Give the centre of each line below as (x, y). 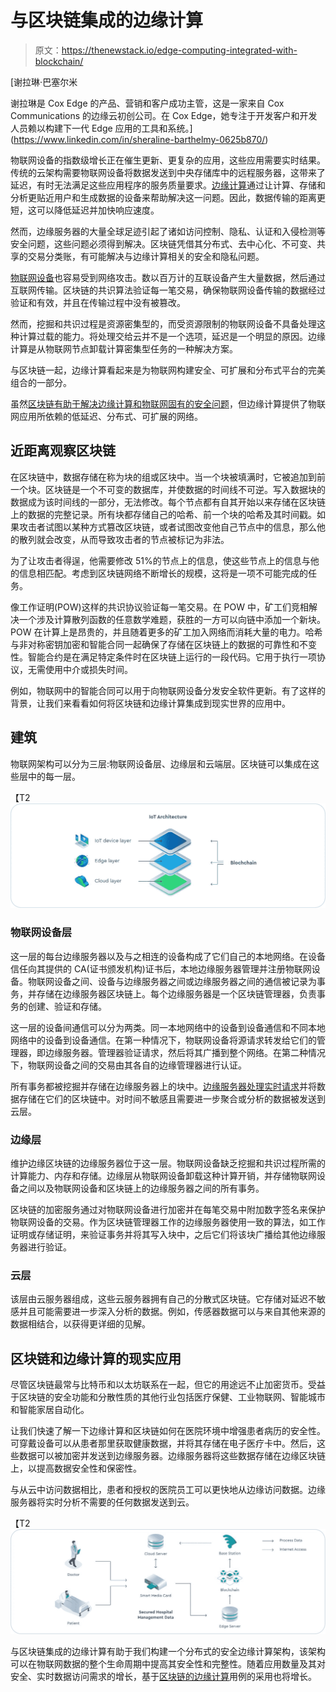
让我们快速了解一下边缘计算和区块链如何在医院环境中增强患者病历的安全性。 (168, 1431)
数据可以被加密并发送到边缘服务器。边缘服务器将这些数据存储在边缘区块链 (172, 1456)
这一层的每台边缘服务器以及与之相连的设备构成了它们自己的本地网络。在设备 (168, 956)
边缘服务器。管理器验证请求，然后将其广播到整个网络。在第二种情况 (185, 1052)
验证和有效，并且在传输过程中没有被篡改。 (98, 302)
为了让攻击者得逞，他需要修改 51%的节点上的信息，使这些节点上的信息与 (160, 560)
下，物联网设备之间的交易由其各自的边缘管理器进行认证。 (128, 1065)
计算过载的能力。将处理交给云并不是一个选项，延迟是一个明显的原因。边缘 (172, 336)
